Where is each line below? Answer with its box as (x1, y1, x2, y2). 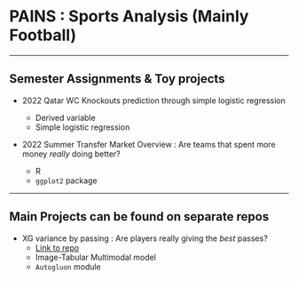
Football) (9, 25, 77, 45)
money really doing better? (21, 149, 122, 159)
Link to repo (35, 242, 80, 253)
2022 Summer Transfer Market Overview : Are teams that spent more (21, 139, 277, 149)
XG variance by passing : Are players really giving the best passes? (21, 233, 268, 244)
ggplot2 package (35, 175, 98, 186)
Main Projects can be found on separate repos (9, 209, 270, 224)
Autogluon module (35, 261, 102, 272)
